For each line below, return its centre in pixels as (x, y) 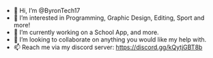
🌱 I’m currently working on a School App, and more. (86, 32)
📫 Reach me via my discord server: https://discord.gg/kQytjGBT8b (108, 47)
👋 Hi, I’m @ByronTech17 (47, 11)
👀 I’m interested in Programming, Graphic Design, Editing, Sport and (109, 18)
